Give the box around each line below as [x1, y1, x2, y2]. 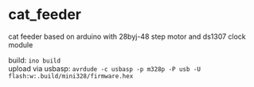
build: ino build [8, 55, 61, 65]
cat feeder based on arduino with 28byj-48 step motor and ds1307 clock [8, 32, 247, 41]
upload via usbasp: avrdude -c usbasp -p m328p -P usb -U [8, 63, 201, 73]
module [8, 40, 33, 49]
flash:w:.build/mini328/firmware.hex [8, 72, 134, 80]
